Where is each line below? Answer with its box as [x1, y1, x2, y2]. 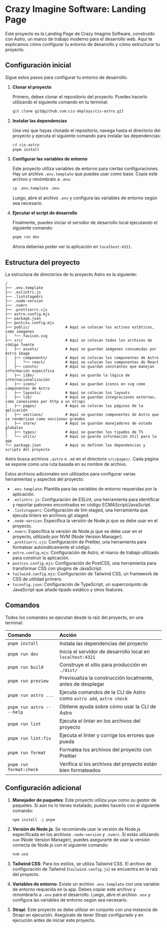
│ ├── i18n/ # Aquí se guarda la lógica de [5, 373, 130, 378]
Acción [59, 631, 77, 638]
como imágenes [5, 329, 35, 334]
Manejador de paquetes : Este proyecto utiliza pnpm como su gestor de [12, 797, 157, 803]
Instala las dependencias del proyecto [59, 640, 148, 647]
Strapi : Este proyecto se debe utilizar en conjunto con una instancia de [12, 907, 158, 913]
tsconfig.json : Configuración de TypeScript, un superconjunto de [12, 581, 148, 587]
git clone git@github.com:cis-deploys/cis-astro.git [12, 108, 124, 113]
